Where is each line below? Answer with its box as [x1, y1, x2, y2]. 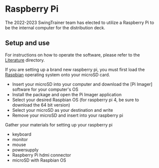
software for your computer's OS [12, 86, 79, 92]
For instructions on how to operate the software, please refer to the [5, 52, 140, 58]
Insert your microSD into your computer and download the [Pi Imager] [12, 81, 153, 87]
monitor [12, 136, 28, 142]
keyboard [12, 131, 32, 137]
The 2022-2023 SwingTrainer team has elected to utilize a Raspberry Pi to [5, 20, 155, 25]
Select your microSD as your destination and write [12, 107, 113, 113]
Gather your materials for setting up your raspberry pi [5, 122, 113, 127]
